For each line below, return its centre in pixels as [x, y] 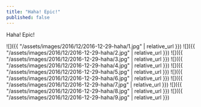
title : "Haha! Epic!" [33, 12]
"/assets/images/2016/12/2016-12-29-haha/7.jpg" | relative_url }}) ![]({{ [94, 84]
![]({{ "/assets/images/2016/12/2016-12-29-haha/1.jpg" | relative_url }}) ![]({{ [101, 46]
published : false [28, 17]
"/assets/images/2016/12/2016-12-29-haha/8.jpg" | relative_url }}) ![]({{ [94, 91]
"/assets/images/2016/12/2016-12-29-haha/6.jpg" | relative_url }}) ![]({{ [94, 78]
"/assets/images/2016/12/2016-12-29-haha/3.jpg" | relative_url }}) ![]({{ [94, 59]
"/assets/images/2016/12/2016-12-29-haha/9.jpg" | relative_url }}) [88, 97]
